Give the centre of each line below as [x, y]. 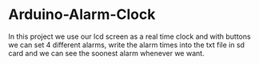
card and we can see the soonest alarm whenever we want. [107, 53]
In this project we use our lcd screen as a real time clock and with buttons [129, 36]
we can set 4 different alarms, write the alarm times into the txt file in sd [127, 44]
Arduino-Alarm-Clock [82, 15]
